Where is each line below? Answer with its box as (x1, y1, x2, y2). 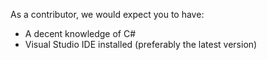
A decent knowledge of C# (24, 28, 137, 39)
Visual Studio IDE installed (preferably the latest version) (24, 39, 258, 50)
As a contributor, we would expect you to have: (10, 9, 205, 20)
